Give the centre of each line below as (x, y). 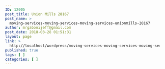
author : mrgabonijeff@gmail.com (38, 28)
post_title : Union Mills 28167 (37, 14)
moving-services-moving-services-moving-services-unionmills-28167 (80, 23)
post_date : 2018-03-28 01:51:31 (38, 32)
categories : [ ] (22, 59)
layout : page (18, 37)
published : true (22, 50)
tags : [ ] (15, 55)
